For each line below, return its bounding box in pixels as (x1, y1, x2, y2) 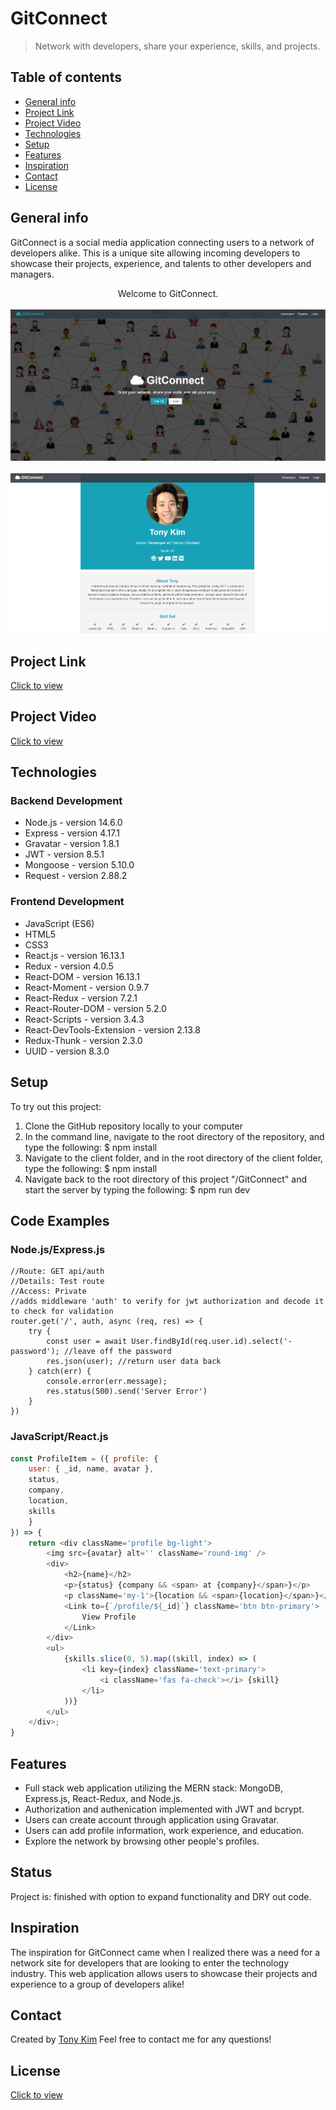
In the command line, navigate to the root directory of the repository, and (24, 1130, 325, 1142)
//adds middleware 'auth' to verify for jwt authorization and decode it (10, 1297, 325, 1307)
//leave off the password (63, 1347, 172, 1357)
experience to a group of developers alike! (10, 1978, 185, 1990)
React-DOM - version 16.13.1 (24, 970, 140, 982)
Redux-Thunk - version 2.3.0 (24, 1034, 143, 1046)
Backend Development (10, 794, 123, 808)
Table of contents (10, 69, 122, 86)
